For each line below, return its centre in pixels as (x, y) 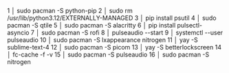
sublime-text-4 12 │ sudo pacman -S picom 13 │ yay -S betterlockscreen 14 (115, 47)
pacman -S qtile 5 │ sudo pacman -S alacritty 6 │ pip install (91, 25)
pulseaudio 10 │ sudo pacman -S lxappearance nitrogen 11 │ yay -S (102, 40)
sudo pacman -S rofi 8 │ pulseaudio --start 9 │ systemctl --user (132, 32)
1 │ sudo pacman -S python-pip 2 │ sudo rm (70, 11)
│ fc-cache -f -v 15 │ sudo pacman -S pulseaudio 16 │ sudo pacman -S (108, 54)
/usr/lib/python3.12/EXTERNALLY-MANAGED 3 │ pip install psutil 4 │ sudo (112, 18)
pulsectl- (190, 25)
